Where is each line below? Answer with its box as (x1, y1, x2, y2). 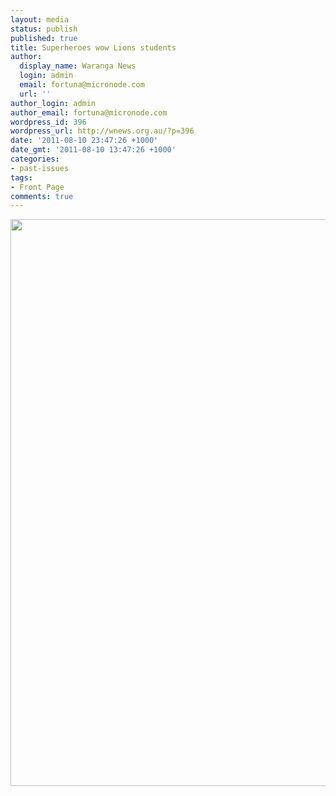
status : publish (10, 24, 78, 34)
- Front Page (10, 182, 65, 192)
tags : (10, 172, 33, 183)
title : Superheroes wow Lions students (10, 42, 177, 53)
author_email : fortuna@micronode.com (10, 107, 168, 118)
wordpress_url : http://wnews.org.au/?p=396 (10, 126, 195, 136)
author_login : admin (10, 98, 97, 108)
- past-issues (10, 163, 70, 173)
